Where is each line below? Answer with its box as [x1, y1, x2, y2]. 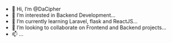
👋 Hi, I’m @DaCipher [11, 6, 61, 12]
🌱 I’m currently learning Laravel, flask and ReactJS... [11, 18, 138, 24]
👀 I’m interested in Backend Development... [11, 12, 116, 19]
